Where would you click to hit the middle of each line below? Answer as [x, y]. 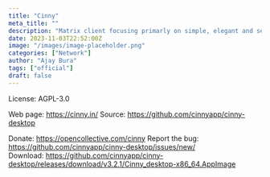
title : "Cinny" [34, 16]
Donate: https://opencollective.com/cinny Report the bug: [104, 138]
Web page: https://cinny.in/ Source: [67, 114]
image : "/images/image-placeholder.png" [77, 46]
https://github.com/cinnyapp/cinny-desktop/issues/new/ [102, 146]
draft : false [30, 76]
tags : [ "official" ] [41, 68]
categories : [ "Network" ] [50, 53]
